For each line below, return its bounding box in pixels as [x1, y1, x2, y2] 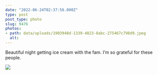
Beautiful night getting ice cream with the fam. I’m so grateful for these [5, 49, 153, 55]
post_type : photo [5, 17, 42, 22]
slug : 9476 [5, 21, 28, 27]
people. [5, 54, 21, 60]
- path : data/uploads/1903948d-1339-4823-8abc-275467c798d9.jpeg [5, 31, 146, 36]
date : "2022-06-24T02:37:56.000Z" [5, 7, 78, 13]
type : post [5, 12, 28, 17]
